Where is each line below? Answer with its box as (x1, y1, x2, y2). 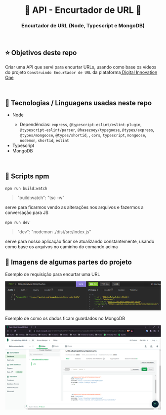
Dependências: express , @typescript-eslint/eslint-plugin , (19, 122, 142, 128)
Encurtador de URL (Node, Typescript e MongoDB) (21, 22, 145, 29)
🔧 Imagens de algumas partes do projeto (5, 258, 132, 267)
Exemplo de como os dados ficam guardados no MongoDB (5, 315, 125, 322)
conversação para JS (5, 209, 48, 215)
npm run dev (5, 220, 30, 225)
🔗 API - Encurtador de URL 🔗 (24, 4, 142, 16)
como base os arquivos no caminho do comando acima (5, 243, 118, 250)
